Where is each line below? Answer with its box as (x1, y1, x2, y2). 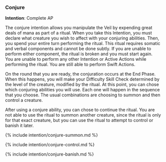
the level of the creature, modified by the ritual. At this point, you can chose (5, 81, 160, 87)
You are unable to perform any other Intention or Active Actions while (5, 56, 147, 62)
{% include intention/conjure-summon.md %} (5, 132, 98, 138)
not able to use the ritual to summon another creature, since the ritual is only (5, 112, 161, 118)
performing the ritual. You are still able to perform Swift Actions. (5, 61, 135, 68)
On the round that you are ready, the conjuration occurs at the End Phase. (5, 71, 156, 77)
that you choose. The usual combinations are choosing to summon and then (5, 92, 161, 98)
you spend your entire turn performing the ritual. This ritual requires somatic (5, 40, 161, 46)
